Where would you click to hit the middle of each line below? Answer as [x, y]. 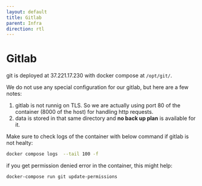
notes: [14, 94]
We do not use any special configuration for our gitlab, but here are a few [97, 87]
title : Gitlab [24, 18]
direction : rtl [25, 29]
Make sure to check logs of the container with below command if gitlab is [98, 136]
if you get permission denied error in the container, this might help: [89, 166]
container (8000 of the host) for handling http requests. [84, 112]
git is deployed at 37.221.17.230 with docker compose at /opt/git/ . [89, 76]
